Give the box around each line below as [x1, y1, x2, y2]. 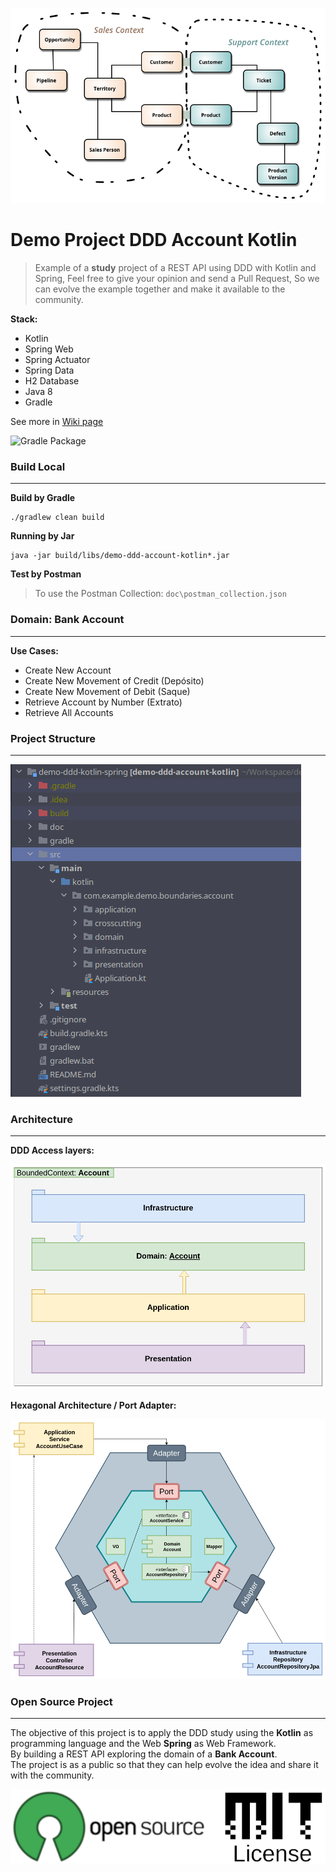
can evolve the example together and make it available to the [34, 283, 286, 295]
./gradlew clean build [10, 513, 105, 523]
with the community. [10, 1769, 95, 1782]
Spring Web [24, 343, 74, 355]
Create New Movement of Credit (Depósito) [24, 674, 205, 687]
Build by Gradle [10, 492, 76, 504]
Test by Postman [10, 568, 82, 580]
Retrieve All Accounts [24, 706, 114, 718]
